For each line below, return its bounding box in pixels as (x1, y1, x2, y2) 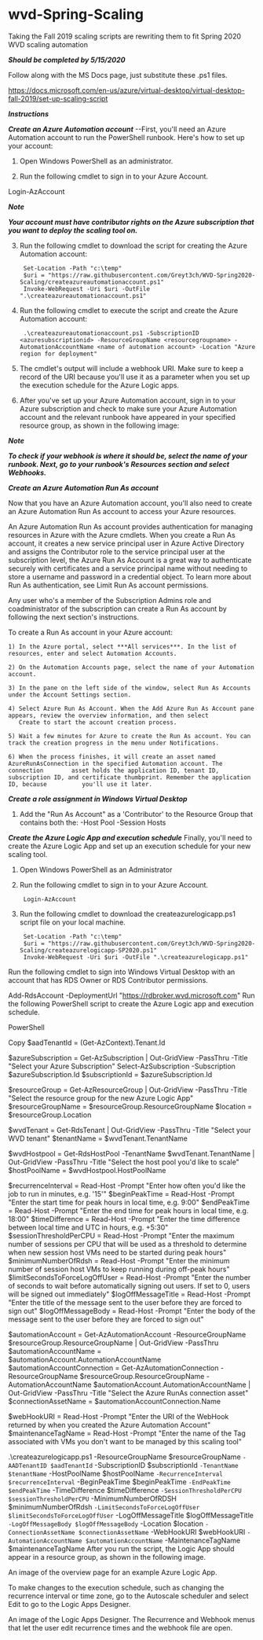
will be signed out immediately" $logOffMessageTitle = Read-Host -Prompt (8, 1289, 251, 1299)
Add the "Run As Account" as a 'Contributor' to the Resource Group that (19, 809, 254, 818)
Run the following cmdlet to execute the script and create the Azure (19, 305, 239, 315)
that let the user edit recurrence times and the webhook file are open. (8, 1623, 233, 1632)
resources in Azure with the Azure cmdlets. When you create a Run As (8, 530, 236, 539)
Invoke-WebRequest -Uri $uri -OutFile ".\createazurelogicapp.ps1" (23, 953, 249, 961)
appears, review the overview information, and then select (8, 712, 210, 719)
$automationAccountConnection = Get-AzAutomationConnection (8, 1362, 219, 1373)
